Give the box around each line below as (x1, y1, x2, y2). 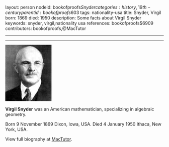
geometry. (5, 111, 27, 117)
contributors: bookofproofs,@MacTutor (5, 25, 87, 31)
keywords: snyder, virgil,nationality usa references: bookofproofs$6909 (5, 20, 154, 26)
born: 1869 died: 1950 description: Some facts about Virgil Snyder (5, 15, 142, 20)
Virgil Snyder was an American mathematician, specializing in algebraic (5, 106, 154, 112)
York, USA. (5, 126, 28, 132)
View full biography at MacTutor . (5, 136, 72, 142)
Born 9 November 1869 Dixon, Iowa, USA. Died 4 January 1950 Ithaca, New (5, 121, 162, 127)
